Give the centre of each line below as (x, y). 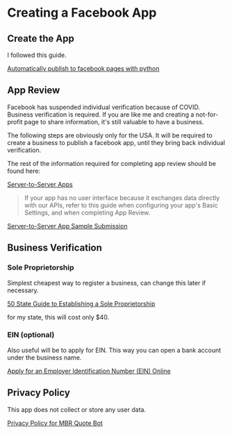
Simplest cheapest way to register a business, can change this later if (107, 283)
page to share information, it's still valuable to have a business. (114, 122)
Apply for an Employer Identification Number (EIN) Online (89, 371)
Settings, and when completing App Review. (87, 212)
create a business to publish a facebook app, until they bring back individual (116, 142)
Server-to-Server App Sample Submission (67, 226)
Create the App (41, 39)
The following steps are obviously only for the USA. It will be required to (110, 135)
